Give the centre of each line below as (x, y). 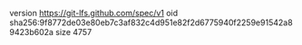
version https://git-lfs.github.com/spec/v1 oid (94, 13)
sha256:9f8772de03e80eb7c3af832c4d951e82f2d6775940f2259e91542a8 (151, 22)
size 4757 (74, 32)
